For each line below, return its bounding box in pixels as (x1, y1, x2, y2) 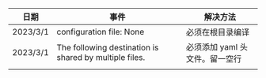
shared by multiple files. (56, 52, 146, 62)
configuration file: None (56, 27, 145, 37)
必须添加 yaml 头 (185, 42, 248, 52)
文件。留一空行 (185, 54, 242, 64)
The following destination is (56, 43, 159, 53)
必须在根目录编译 (185, 27, 250, 38)
